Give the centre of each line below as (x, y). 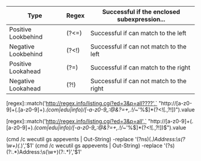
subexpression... (141, 19)
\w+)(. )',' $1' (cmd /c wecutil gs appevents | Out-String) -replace (84, 145)
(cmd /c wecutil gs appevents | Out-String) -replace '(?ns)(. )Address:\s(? (96, 139)
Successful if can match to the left (138, 33)
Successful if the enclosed (141, 12)
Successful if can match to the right (140, 67)
